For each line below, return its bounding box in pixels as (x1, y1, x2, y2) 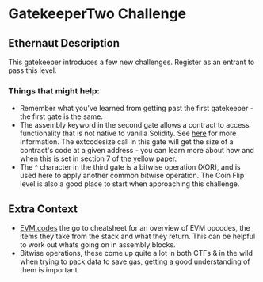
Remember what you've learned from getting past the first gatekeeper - (19, 104, 253, 113)
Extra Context (8, 202, 78, 215)
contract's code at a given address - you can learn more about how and (19, 146, 255, 155)
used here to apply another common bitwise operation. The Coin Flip (19, 171, 245, 181)
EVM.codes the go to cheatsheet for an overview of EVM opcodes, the (19, 223, 251, 233)
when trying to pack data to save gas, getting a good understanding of (19, 257, 251, 266)
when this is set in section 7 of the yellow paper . (19, 154, 177, 163)
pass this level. (8, 66, 57, 75)
